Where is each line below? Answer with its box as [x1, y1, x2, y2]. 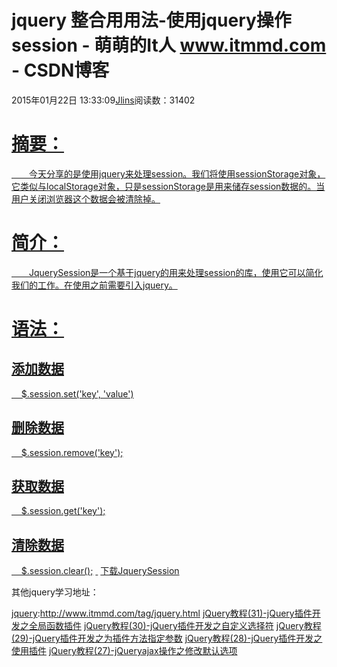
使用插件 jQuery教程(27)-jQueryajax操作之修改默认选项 [11, 645, 238, 657]
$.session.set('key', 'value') [20, 387, 134, 400]
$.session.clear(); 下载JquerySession [20, 565, 180, 577]
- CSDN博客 [11, 59, 110, 82]
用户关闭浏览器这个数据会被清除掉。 [11, 192, 161, 205]
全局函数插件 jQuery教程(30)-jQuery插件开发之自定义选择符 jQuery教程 [28, 620, 322, 632]
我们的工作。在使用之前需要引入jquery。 [11, 279, 178, 291]
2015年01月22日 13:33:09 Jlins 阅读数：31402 [11, 94, 196, 106]
